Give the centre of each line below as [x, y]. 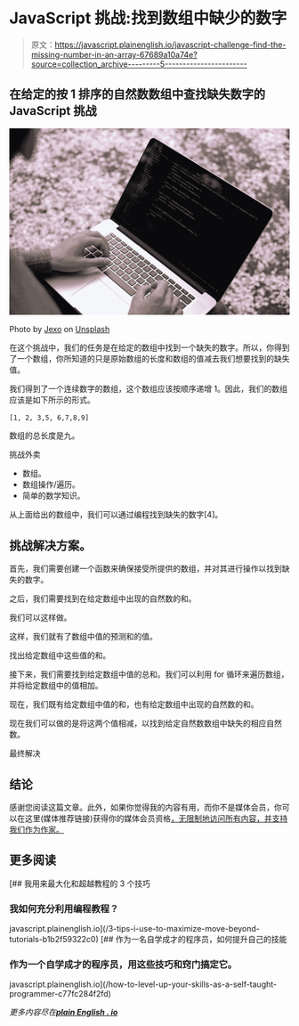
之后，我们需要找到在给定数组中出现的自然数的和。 [103, 598]
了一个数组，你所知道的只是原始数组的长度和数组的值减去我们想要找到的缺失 [149, 359]
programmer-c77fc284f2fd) [60, 994]
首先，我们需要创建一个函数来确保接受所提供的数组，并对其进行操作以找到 [145, 569]
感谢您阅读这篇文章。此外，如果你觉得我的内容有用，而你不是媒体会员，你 [145, 808]
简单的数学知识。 [53, 496]
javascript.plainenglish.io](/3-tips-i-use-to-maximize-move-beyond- [135, 929]
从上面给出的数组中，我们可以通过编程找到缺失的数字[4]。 [116, 515]
